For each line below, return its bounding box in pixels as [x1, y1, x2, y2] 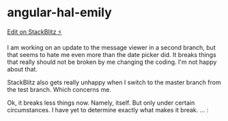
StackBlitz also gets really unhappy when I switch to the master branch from [7, 78, 221, 86]
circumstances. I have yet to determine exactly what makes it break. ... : [7, 105, 209, 114]
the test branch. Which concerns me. [7, 85, 111, 93]
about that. [7, 65, 38, 73]
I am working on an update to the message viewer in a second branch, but [7, 43, 216, 52]
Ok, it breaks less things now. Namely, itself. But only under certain [7, 99, 195, 107]
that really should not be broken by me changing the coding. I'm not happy [7, 58, 217, 66]
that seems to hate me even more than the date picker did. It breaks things [7, 50, 216, 58]
